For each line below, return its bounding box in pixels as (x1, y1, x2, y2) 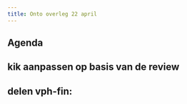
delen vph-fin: (7, 85, 73, 97)
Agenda (7, 37, 44, 49)
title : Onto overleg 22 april (7, 10, 98, 18)
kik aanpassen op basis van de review (7, 61, 180, 73)
